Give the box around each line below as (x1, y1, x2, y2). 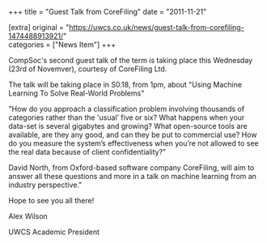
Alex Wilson (8, 211, 49, 221)
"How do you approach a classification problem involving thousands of (8, 104, 245, 113)
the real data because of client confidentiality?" (8, 147, 167, 156)
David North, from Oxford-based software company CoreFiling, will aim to (8, 163, 255, 173)
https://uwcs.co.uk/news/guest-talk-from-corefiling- (68, 23, 244, 32)
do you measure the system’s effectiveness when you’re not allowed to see (8, 139, 259, 148)
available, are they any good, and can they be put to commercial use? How (8, 130, 257, 139)
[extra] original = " (8, 23, 70, 32)
